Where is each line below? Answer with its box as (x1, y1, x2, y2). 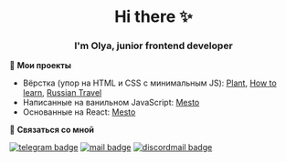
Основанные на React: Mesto (22, 106, 136, 117)
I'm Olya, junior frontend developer (74, 39, 233, 52)
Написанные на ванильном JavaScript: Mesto (22, 97, 200, 108)
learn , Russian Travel (22, 87, 102, 98)
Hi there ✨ (113, 6, 194, 27)
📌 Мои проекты (9, 60, 71, 71)
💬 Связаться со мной (9, 125, 94, 136)
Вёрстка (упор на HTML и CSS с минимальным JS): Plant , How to (22, 77, 277, 88)
